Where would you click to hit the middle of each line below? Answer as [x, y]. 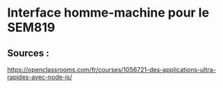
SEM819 [31, 27]
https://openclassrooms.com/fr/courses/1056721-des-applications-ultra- [112, 70]
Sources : [28, 53]
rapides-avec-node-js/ [40, 77]
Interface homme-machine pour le [108, 13]
